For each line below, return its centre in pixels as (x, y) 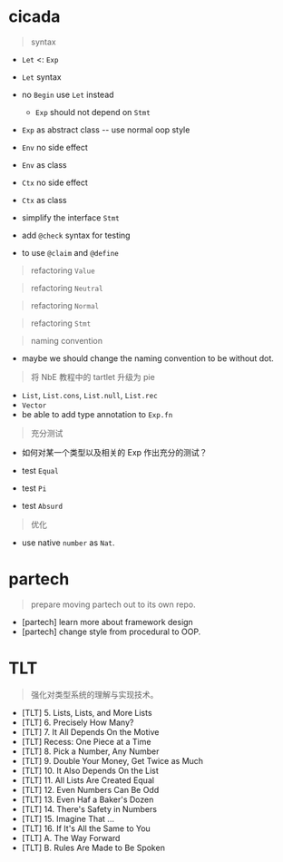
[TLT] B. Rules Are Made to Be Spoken (93, 847)
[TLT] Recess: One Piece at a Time (86, 741)
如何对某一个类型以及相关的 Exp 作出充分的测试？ (114, 452)
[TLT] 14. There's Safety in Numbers (89, 808)
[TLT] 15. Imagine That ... (68, 818)
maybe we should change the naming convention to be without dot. (147, 358)
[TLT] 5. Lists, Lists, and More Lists (87, 712)
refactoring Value (63, 270)
